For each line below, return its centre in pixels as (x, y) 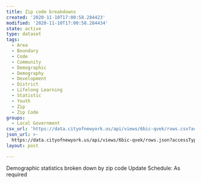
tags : (13, 40)
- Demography (28, 73)
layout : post (22, 145)
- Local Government (36, 124)
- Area (20, 46)
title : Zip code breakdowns (41, 12)
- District (25, 85)
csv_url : (17, 129)
